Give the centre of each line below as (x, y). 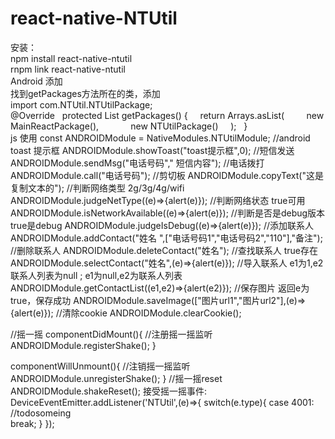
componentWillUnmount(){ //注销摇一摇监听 (100, 366)
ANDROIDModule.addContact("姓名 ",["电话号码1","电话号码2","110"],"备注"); (166, 238)
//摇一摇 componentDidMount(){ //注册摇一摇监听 (111, 334)
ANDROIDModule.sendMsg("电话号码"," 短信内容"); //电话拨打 (137, 163)
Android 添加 (36, 81)
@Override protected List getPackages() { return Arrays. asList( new (167, 115)
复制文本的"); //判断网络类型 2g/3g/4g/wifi (97, 188)
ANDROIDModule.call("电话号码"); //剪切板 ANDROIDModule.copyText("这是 (167, 175)
